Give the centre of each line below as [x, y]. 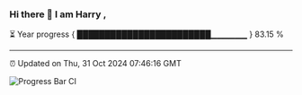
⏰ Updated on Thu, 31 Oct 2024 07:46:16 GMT [95, 64]
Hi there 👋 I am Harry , [58, 14]
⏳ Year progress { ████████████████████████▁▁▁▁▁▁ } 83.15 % [147, 34]
